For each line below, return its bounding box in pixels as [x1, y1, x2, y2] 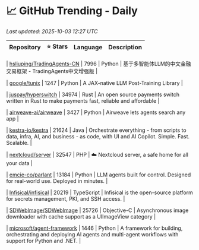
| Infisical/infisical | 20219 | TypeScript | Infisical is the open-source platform [6, 189, 193, 196]
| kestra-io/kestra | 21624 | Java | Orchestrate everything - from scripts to [6, 126, 187, 134]
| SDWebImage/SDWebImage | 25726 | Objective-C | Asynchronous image [6, 207, 189, 214]
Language [73, 43, 103, 52]
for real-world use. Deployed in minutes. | [6, 177, 108, 184]
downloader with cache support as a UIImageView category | [6, 213, 156, 220]
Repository [9, 43, 41, 52]
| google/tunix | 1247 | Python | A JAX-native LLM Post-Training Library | [6, 79, 183, 86]
